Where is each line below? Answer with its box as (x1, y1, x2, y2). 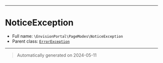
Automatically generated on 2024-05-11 (16, 52, 97, 58)
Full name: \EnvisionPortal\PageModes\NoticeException (12, 33, 123, 39)
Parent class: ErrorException (12, 38, 70, 44)
